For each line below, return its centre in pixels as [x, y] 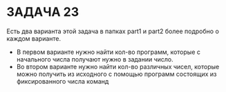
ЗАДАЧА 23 [43, 12]
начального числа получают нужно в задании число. [95, 59]
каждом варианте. [34, 38]
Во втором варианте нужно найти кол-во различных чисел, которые [118, 66]
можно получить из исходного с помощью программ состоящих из [116, 74]
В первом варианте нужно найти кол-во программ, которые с [109, 52]
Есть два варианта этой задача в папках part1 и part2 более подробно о [113, 31]
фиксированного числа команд [63, 81]
